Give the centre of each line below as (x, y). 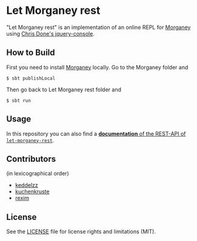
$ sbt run (19, 100)
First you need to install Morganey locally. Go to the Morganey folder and (97, 67)
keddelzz (26, 185)
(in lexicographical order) (38, 173)
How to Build (31, 53)
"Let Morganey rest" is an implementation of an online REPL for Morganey (98, 27)
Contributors (31, 159)
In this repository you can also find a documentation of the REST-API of (96, 133)
